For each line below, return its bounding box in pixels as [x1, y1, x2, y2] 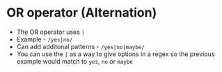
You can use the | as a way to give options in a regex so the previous [16, 50, 215, 58]
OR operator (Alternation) [6, 5, 157, 21]
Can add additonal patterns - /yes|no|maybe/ [16, 42, 145, 51]
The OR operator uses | [16, 28, 85, 36]
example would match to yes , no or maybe [16, 57, 133, 65]
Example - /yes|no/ [16, 35, 73, 43]
